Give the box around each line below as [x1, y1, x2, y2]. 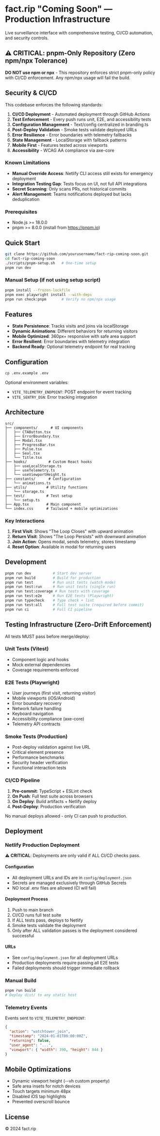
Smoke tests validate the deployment [12, 922, 86, 928]
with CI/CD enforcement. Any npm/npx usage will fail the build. [5, 74, 131, 81]
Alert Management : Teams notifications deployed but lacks [12, 191, 132, 197]
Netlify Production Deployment [5, 842, 80, 848]
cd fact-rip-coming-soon [5, 256, 55, 261]
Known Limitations [5, 159, 50, 166]
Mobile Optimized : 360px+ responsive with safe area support [12, 333, 136, 339]
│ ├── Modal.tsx [5, 438, 42, 443]
